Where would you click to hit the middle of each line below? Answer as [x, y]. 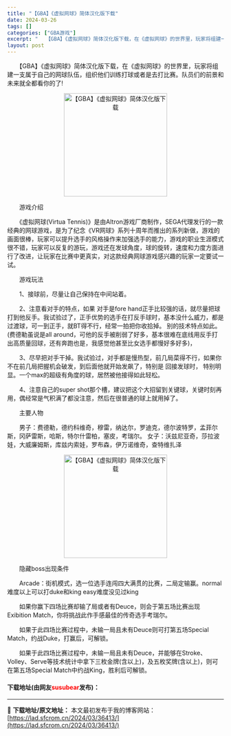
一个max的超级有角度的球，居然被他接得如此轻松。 [91, 375]
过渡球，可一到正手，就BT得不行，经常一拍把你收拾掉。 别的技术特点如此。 [114, 326]
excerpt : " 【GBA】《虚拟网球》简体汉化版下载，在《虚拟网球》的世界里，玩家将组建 [114, 39]
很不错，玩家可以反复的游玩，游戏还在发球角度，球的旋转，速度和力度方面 [112, 248]
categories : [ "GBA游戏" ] [42, 33]
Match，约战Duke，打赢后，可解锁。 [59, 638]
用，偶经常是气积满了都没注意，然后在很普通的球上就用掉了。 [95, 398]
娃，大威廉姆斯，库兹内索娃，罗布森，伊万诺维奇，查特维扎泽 [95, 444]
